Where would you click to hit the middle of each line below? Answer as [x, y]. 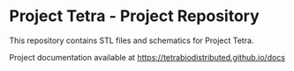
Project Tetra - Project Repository [135, 16]
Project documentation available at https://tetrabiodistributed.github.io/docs [147, 57]
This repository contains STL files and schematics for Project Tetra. [132, 40]
